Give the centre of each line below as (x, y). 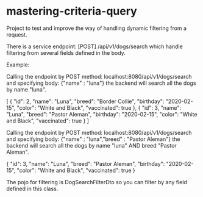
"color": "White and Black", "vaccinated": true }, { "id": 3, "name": (99, 107)
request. (17, 34)
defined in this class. (32, 188)
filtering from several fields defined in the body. (66, 52)
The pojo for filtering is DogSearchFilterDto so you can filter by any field (97, 182)
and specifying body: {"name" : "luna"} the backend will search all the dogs (101, 83)
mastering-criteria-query (72, 11)
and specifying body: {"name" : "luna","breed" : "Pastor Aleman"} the (93, 139)
